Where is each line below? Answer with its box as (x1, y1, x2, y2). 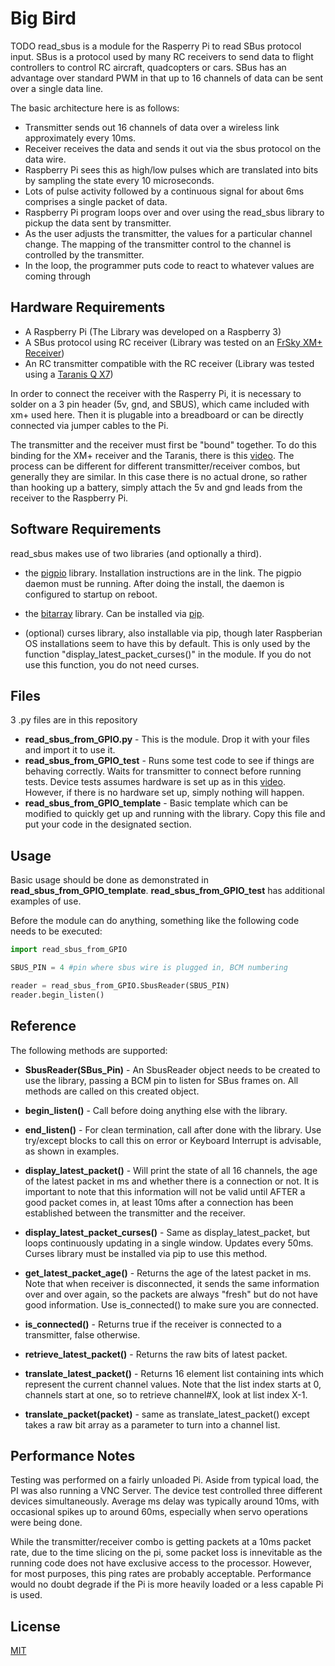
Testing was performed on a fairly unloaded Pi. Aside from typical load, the (10, 1474, 320, 1486)
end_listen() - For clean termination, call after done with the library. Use (24, 1123, 322, 1136)
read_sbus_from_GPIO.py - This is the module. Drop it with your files (24, 733, 310, 746)
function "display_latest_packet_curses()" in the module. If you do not (24, 648, 312, 660)
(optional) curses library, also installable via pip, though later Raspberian (24, 627, 323, 639)
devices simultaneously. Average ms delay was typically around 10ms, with (10, 1495, 320, 1507)
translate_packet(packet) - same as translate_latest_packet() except (24, 1408, 310, 1420)
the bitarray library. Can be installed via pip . (24, 607, 205, 619)
